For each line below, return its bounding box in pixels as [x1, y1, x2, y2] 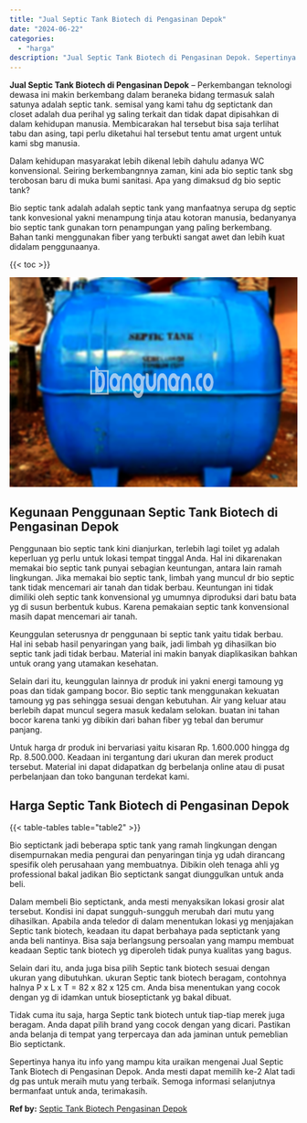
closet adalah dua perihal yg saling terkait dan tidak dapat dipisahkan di [9, 109, 280, 120]
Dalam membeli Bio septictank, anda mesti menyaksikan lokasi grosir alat [9, 896, 285, 907]
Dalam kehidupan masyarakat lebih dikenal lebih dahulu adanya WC [9, 155, 265, 166]
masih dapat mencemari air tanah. [9, 611, 138, 622]
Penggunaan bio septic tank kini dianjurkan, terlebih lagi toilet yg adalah [9, 543, 281, 554]
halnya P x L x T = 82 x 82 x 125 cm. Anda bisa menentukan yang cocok [9, 982, 281, 993]
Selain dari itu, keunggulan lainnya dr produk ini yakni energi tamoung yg [9, 676, 284, 687]
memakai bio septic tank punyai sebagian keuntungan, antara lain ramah [9, 562, 282, 573]
